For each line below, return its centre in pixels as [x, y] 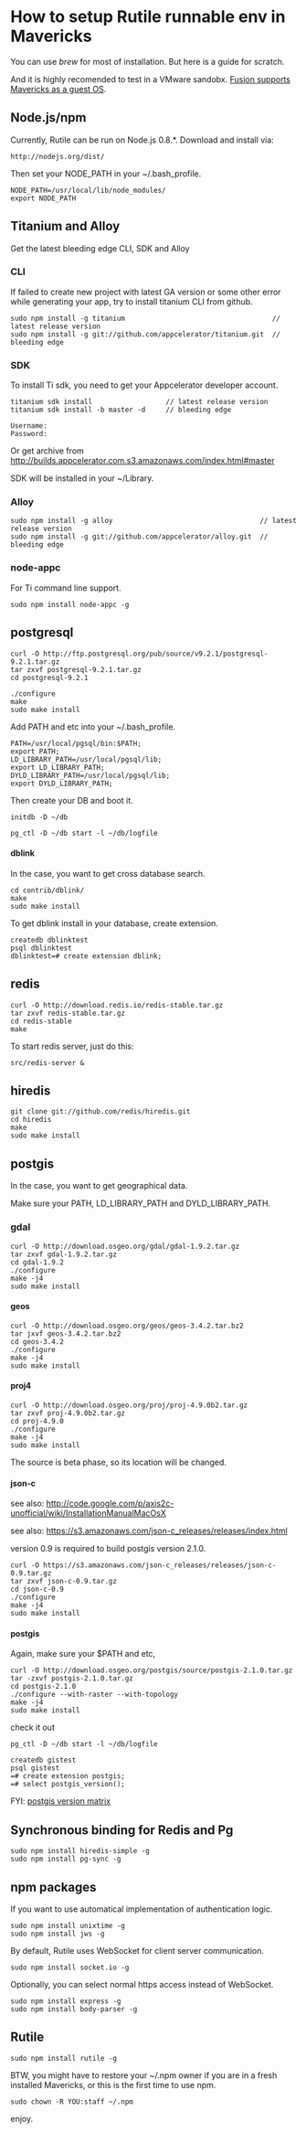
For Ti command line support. [66, 588]
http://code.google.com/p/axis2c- [110, 1504]
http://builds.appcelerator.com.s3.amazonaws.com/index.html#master [142, 461]
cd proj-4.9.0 [37, 1421]
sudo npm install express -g [66, 2001]
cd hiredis [31, 1120]
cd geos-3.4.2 [37, 1341]
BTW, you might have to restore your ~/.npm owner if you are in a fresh [144, 2075]
